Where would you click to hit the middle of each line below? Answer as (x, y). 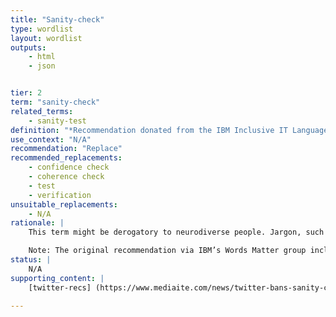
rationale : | (37, 223)
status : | (31, 260)
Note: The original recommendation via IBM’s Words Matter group (167, 251)
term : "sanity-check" (55, 102)
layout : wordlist (46, 38)
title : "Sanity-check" (57, 19)
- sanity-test (57, 121)
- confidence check (69, 167)
